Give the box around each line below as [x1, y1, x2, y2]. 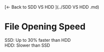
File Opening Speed [4, 21, 86, 32]
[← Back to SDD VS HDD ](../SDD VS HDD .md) [4, 4, 100, 10]
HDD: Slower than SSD [4, 42, 50, 48]
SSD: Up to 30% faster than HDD [4, 37, 71, 43]
